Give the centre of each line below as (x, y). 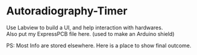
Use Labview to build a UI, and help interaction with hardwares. (85, 27)
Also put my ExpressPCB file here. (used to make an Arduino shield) (90, 33)
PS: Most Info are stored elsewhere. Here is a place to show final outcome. (99, 45)
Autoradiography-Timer (67, 11)
